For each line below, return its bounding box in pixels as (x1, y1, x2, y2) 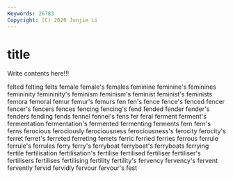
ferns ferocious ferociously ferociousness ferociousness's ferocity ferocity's (7, 127, 226, 135)
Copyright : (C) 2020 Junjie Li (7, 17, 98, 24)
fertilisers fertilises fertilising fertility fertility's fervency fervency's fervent (7, 157, 218, 165)
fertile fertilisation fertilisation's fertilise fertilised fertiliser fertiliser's (7, 149, 201, 157)
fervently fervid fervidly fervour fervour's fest (7, 164, 138, 172)
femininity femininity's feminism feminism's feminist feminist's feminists (7, 90, 213, 99)
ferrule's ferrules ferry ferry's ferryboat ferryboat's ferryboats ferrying (7, 142, 209, 150)
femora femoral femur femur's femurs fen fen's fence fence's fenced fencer (7, 98, 225, 106)
